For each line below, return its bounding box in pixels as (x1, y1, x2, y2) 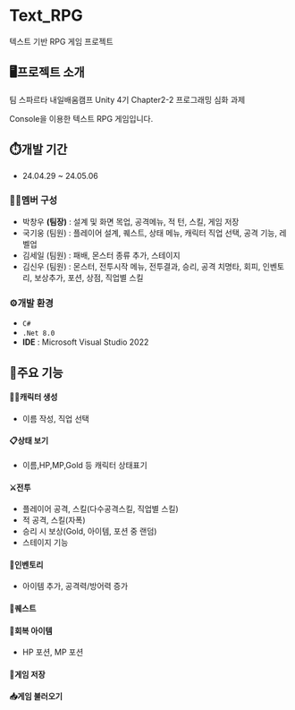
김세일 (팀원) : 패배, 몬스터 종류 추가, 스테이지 (21, 250, 181, 261)
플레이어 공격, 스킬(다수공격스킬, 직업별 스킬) (21, 503, 179, 515)
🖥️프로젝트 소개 (9, 64, 85, 81)
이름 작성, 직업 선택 (21, 413, 89, 423)
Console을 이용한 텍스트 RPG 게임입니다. (9, 113, 154, 124)
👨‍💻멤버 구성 (9, 194, 58, 207)
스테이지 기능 (21, 537, 69, 548)
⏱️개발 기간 (9, 142, 68, 158)
